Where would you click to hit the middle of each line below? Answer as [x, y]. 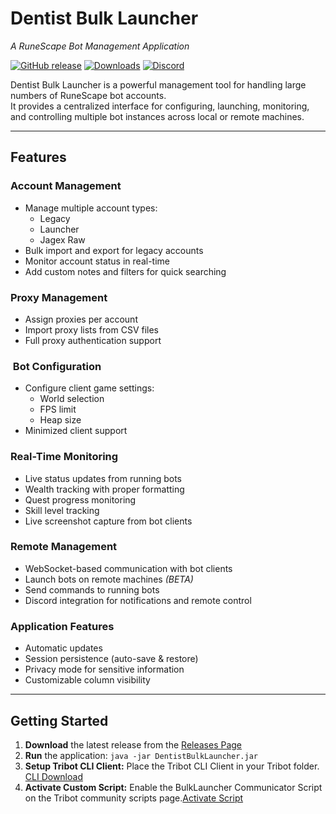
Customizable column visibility [87, 680]
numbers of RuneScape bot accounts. [88, 95]
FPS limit [58, 409]
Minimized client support [76, 431]
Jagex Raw [62, 239]
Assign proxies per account [81, 319]
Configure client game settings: [89, 388]
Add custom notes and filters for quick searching [125, 271]
